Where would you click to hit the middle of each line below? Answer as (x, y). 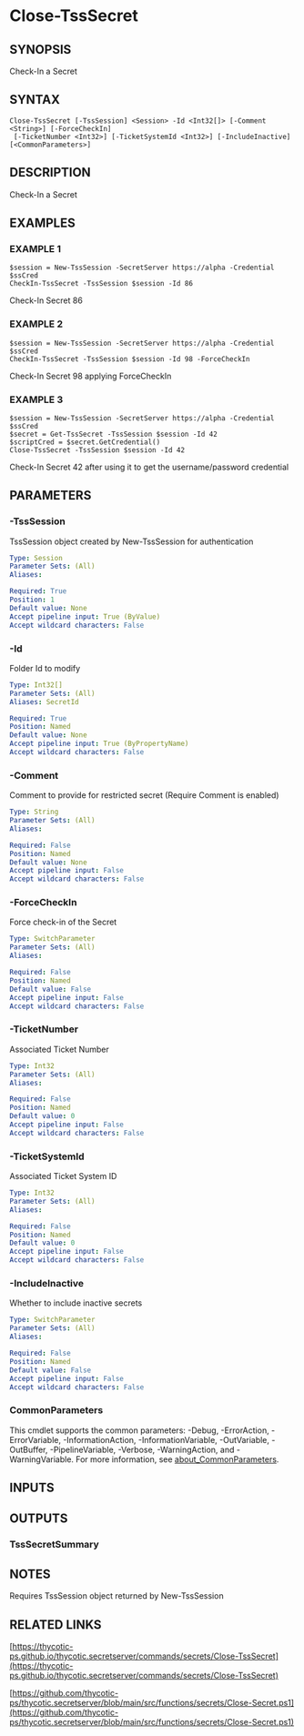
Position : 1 (32, 600)
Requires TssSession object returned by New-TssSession (117, 1596)
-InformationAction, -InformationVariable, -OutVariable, (167, 1439)
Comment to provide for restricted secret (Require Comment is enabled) (144, 795)
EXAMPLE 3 (36, 399)
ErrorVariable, (35, 1439)
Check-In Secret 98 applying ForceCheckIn (91, 376)
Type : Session (36, 558)
